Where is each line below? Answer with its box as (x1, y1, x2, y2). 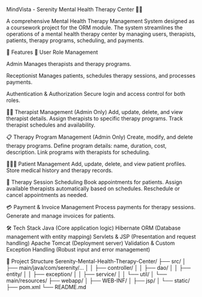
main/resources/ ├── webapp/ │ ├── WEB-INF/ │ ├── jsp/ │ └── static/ (6, 277, 191, 284)
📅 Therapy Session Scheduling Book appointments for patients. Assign (6, 179, 183, 185)
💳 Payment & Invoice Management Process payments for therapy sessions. (6, 204, 196, 210)
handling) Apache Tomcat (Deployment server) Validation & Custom (6, 239, 175, 247)
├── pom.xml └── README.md (6, 284, 86, 290)
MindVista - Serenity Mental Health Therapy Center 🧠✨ (6, 6, 143, 13)
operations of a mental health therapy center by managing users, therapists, (6, 30, 196, 38)
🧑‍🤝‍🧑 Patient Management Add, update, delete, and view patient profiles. (6, 161, 186, 167)
